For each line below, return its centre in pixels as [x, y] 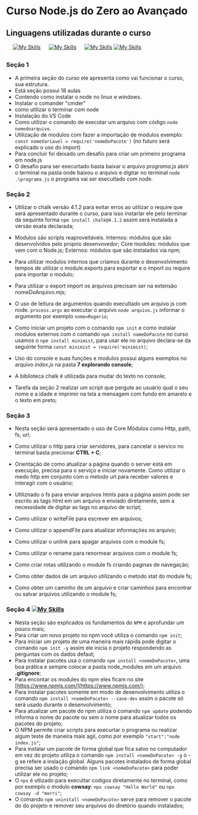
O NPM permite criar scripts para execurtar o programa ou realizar [96, 729]
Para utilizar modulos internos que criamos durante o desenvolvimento [101, 262]
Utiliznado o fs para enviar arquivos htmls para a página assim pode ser [102, 495]
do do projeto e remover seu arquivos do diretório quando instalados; [100, 805]
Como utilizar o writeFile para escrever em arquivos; [79, 519]
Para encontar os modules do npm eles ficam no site [79, 679]
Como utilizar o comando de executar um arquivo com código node [96, 122]
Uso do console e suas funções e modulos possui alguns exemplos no [101, 358]
